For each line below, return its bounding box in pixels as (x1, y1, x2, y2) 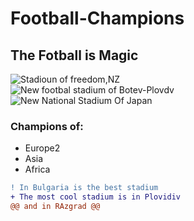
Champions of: (10, 119, 84, 133)
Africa (24, 163, 51, 176)
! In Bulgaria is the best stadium (10, 183, 159, 193)
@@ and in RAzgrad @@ (10, 202, 101, 212)
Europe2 (24, 142, 61, 154)
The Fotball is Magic (10, 47, 139, 64)
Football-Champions (10, 7, 185, 30)
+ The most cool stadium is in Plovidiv (10, 192, 182, 202)
